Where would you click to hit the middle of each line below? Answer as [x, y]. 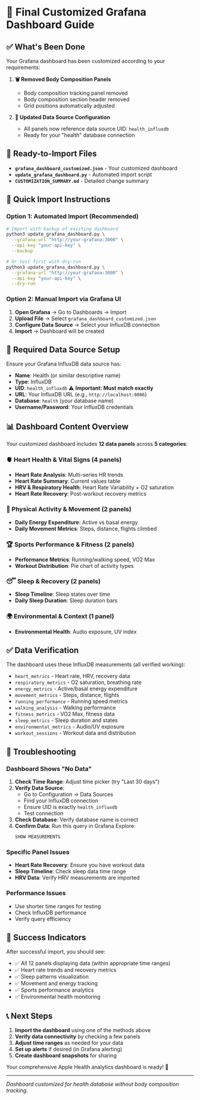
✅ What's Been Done [46, 47]
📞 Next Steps [29, 1016]
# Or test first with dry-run [44, 261]
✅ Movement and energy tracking [56, 983]
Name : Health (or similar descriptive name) [68, 376]
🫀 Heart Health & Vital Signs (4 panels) [64, 460]
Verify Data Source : [39, 788]
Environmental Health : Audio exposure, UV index [76, 632]
